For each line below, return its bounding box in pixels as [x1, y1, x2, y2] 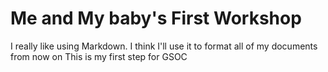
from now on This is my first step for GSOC [10, 50, 188, 62]
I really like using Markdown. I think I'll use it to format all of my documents [10, 40, 318, 52]
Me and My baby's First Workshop [10, 7, 302, 30]
